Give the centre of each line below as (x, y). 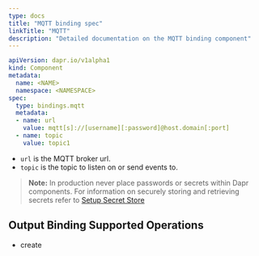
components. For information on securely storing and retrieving (134, 191)
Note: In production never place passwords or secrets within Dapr (138, 183)
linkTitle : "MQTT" (39, 31)
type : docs (27, 16)
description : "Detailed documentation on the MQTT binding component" (130, 38)
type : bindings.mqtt (50, 106)
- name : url (36, 121)
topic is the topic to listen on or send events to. (99, 167)
